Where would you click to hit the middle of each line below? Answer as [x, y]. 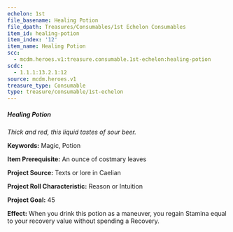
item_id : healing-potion [43, 33]
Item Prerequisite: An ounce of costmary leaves [77, 159]
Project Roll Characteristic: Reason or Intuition [75, 186]
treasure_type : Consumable [47, 86]
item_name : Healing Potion [47, 46]
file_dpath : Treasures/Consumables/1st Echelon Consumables [97, 27]
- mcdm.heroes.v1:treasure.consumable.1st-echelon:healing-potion [112, 60]
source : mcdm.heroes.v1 [42, 79]
